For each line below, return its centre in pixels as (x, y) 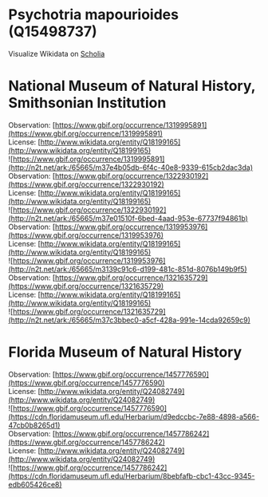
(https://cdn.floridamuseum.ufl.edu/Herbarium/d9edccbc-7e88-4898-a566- (134, 416)
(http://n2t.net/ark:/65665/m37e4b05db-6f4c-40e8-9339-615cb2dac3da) (131, 167)
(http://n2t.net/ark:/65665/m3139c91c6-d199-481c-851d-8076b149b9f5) (128, 269)
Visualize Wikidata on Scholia (57, 53)
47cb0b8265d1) (34, 425)
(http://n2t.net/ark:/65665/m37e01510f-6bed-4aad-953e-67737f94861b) (128, 218)
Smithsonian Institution (87, 103)
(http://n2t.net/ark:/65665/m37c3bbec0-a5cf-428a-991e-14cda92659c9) (130, 320)
